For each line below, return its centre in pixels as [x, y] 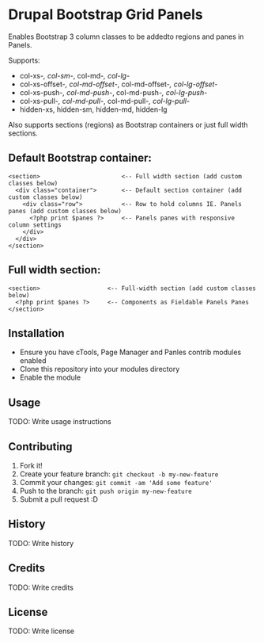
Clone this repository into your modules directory [100, 369]
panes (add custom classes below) [65, 211]
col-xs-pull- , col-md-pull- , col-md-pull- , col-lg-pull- [105, 101]
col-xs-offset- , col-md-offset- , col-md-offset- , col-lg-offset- [119, 84]
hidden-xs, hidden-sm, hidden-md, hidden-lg [93, 109]
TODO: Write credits [41, 587]
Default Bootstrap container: [80, 158]
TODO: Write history [41, 543]
